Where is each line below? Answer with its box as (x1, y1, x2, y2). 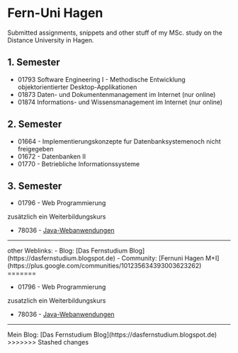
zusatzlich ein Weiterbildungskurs (7, 296, 106, 305)
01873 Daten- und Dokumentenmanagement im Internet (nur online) (17, 90, 216, 98)
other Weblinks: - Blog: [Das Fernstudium (7, 246, 128, 255)
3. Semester (7, 180, 62, 192)
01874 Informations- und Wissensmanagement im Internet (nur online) (17, 98, 223, 106)
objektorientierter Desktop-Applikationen (17, 83, 137, 91)
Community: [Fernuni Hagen (121, 254, 204, 262)
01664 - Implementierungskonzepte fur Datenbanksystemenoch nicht (17, 137, 221, 146)
